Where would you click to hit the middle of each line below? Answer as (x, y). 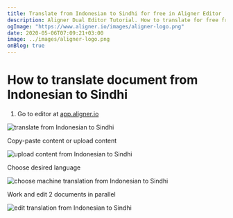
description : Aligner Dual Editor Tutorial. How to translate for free (113, 20)
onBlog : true (26, 46)
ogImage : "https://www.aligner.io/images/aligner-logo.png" (96, 26)
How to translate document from (103, 80)
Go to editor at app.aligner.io (58, 113)
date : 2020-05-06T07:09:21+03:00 (55, 33)
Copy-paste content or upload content (62, 140)
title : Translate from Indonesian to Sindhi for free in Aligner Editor (114, 13)
